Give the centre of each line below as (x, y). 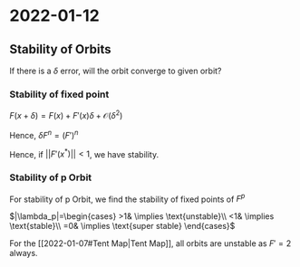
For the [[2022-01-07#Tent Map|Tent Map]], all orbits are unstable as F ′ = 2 (150, 243)
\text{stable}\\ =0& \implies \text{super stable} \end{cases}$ (122, 226)
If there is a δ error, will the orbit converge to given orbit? (116, 71)
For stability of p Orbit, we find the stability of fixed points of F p (127, 198)
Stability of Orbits (60, 49)
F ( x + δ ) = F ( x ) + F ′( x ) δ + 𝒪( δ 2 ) (66, 114)
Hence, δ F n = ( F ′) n (44, 134)
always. (24, 253)
